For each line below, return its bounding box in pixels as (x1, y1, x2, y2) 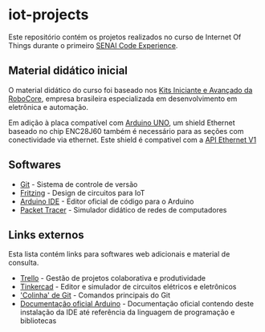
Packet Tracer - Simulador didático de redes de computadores (19, 204, 227, 214)
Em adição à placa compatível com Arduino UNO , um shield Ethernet (8, 118, 235, 128)
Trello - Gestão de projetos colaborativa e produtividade (19, 273, 206, 283)
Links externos (8, 228, 84, 241)
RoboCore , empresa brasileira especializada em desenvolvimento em (8, 94, 238, 103)
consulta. (8, 258, 39, 268)
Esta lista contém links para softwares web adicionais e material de (8, 249, 230, 259)
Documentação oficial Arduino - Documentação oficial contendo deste (19, 299, 255, 309)
